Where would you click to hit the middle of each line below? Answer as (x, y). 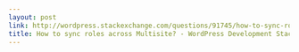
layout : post (33, 17)
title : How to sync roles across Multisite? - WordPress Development (141, 33)
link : (18, 26)
